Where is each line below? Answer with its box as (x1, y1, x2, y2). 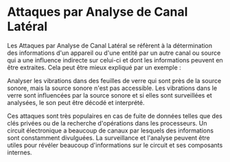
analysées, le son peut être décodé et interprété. (7, 98, 145, 106)
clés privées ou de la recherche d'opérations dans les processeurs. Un (7, 119, 207, 127)
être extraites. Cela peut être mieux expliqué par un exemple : (7, 63, 182, 71)
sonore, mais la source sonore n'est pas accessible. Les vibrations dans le (7, 84, 218, 92)
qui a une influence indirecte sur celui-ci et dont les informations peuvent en (7, 56, 223, 64)
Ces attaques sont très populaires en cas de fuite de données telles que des (7, 111, 223, 120)
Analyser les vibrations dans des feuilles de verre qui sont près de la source (7, 76, 222, 84)
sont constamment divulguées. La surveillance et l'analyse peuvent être (7, 133, 211, 141)
